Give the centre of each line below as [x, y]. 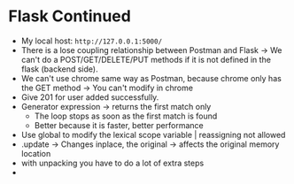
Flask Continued [70, 16]
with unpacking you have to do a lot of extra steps [112, 163]
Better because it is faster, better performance [119, 125]
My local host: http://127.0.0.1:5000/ [92, 41]
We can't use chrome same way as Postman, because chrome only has [151, 78]
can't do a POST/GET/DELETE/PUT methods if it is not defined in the [146, 59]
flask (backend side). [59, 69]
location [36, 153]
